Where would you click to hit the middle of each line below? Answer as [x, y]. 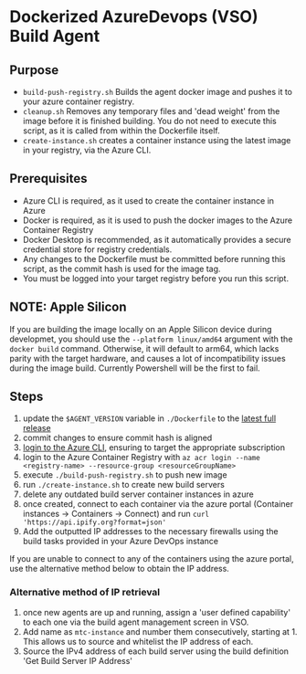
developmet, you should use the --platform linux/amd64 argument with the [151, 339]
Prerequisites [48, 179]
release [37, 428]
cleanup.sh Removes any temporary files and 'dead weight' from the [151, 111]
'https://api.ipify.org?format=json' [95, 522]
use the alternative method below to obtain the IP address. [120, 569]
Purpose [34, 70]
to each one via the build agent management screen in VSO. [136, 622]
